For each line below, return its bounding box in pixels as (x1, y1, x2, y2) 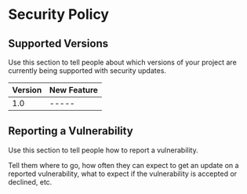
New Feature (49, 85, 98, 95)
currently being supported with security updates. (8, 66, 167, 75)
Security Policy (8, 5, 110, 24)
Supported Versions (8, 37, 108, 50)
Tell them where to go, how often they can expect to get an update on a (8, 160, 239, 170)
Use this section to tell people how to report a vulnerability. (8, 145, 198, 155)
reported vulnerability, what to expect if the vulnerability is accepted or (8, 169, 238, 178)
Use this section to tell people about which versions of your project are (8, 57, 237, 67)
